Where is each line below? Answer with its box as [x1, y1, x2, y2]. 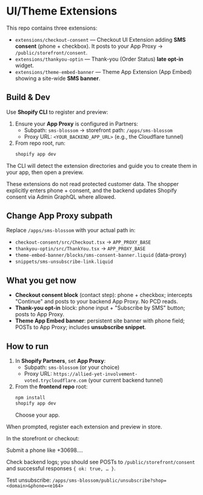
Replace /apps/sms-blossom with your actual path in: [6, 227, 136, 234]
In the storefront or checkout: [6, 434, 80, 442]
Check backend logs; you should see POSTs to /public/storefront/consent [6, 458, 195, 465]
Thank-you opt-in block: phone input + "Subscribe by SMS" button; [15, 304, 185, 311]
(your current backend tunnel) [88, 377, 164, 384]
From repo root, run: [15, 139, 65, 147]
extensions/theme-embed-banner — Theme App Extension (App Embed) [15, 68, 192, 75]
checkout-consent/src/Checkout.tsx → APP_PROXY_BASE [15, 238, 151, 246]
